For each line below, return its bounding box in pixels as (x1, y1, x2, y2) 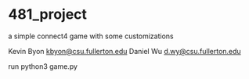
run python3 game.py (8, 61, 78, 71)
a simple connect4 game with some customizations (8, 31, 174, 41)
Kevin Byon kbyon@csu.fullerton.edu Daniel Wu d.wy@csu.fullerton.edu (8, 46, 241, 56)
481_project (8, 5, 88, 23)
